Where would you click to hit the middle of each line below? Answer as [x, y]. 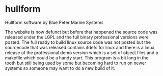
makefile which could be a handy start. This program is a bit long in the [77, 57]
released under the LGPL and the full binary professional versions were [77, 37]
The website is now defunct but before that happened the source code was [81, 32]
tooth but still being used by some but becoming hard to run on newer [76, 63]
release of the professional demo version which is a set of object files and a [81, 53]
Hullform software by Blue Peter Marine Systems [54, 22]
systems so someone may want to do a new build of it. [60, 68]
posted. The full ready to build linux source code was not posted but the [78, 42]
